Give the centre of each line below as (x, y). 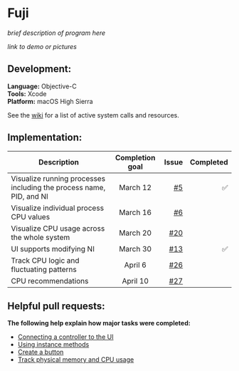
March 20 (135, 233)
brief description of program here (57, 33)
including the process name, (58, 187)
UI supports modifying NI (53, 249)
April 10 (136, 281)
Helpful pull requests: (56, 306)
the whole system (41, 237)
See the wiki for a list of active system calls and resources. (94, 115)
